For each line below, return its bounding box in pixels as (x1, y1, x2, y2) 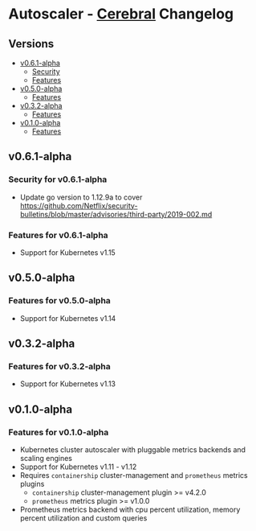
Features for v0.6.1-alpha (8, 229, 108, 241)
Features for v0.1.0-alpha (8, 426, 109, 438)
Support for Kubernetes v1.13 (19, 379, 116, 389)
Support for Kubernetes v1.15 (19, 247, 116, 257)
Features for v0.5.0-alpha (8, 295, 111, 307)
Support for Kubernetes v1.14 (19, 313, 116, 323)
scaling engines (19, 454, 72, 463)
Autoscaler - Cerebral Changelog (8, 5, 234, 23)
